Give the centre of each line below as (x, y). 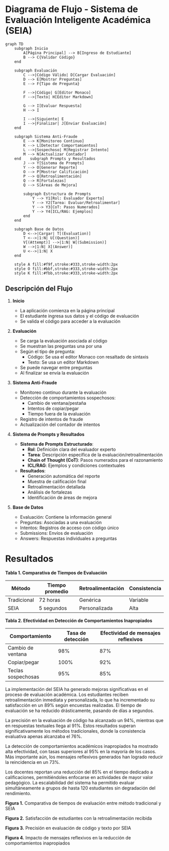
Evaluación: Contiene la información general (66, 517)
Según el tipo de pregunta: (48, 351)
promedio (57, 591)
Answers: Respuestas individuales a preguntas (68, 538)
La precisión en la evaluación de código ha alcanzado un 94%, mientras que (84, 720)
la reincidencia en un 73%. (33, 762)
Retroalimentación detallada (56, 486)
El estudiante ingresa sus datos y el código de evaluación (79, 316)
